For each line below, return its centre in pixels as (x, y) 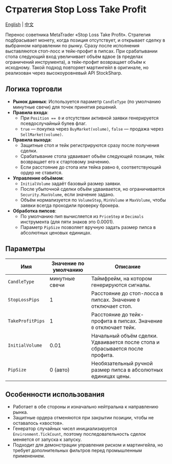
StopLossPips (24, 300)
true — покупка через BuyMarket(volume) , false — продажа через (92, 129)
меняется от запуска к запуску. (47, 440)
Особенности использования (55, 394)
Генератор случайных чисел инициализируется (65, 429)
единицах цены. (111, 376)
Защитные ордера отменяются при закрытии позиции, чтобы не (83, 418)
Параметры (25, 249)
